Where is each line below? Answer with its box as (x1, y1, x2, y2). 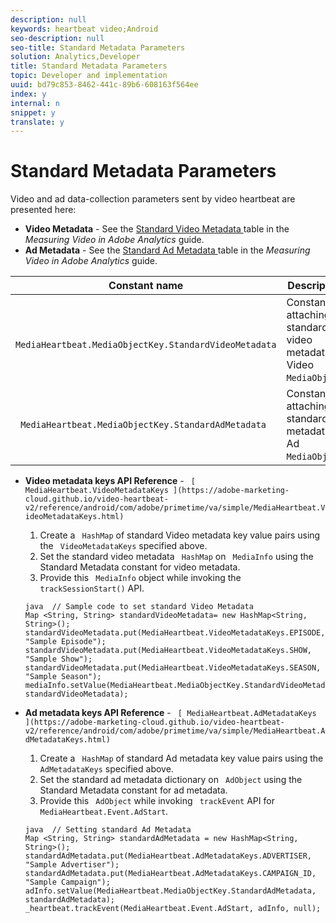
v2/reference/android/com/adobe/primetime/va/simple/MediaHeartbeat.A (24, 726, 326, 736)
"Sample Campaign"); (24, 877, 111, 888)
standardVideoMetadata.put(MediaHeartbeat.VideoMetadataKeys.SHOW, (24, 646, 312, 656)
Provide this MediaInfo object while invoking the (39, 572, 242, 584)
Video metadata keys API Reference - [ (24, 475, 197, 487)
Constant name (108, 279, 184, 293)
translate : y (10, 117, 65, 127)
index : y (10, 89, 47, 99)
